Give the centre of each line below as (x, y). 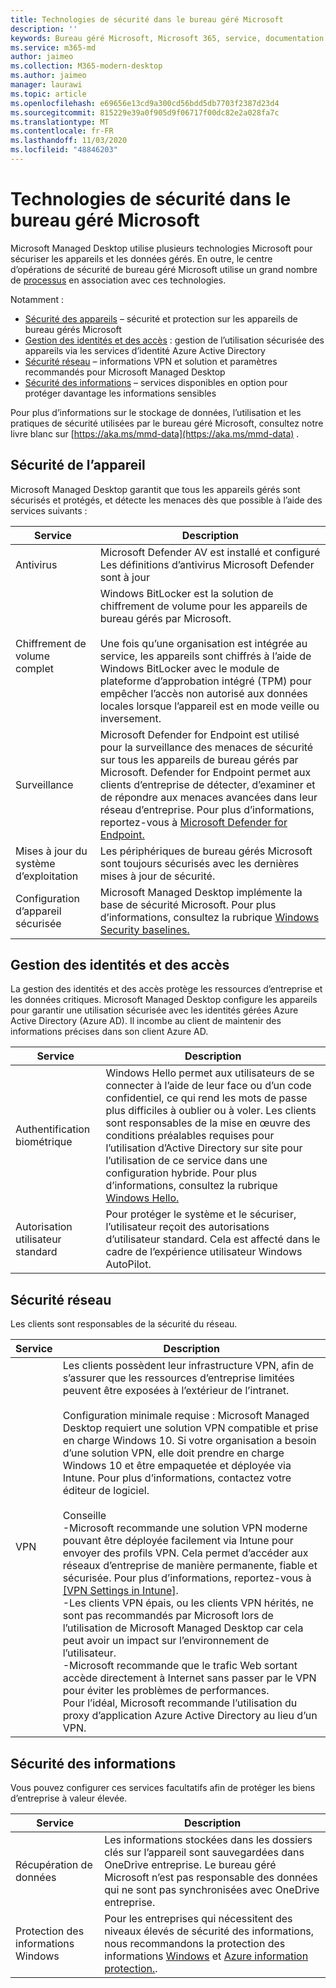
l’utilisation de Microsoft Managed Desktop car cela (183, 1628)
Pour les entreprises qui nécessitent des (198, 1919)
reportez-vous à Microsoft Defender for (193, 822)
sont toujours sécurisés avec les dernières (199, 863)
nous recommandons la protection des (195, 1944)
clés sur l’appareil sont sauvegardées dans (204, 1853)
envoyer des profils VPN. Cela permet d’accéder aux (185, 1553)
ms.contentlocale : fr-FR (62, 131)
